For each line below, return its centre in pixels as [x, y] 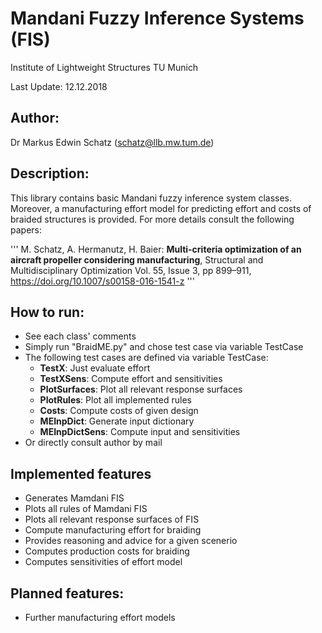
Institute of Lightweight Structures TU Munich [104, 67]
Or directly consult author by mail [93, 443]
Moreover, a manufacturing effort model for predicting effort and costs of [161, 208]
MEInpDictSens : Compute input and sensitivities [140, 432]
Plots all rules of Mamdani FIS [86, 509]
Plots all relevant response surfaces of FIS [112, 519]
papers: [26, 229]
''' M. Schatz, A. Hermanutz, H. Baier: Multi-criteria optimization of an [156, 249]
